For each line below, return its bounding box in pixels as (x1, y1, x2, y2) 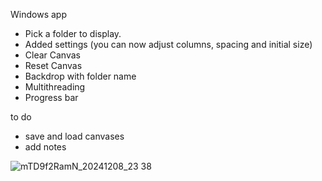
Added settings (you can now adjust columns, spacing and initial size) (24, 39, 313, 50)
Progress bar (24, 92, 79, 103)
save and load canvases (24, 130, 125, 142)
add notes (24, 141, 67, 153)
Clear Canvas (24, 49, 81, 61)
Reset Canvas (24, 60, 83, 71)
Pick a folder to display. (24, 28, 122, 39)
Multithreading (24, 81, 86, 93)
